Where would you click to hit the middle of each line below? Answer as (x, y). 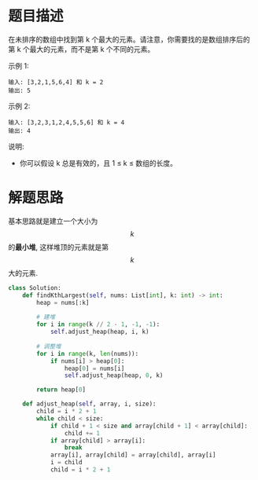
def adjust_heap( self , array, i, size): (89, 404)
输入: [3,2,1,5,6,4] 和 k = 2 (56, 82)
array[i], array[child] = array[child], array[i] (133, 455)
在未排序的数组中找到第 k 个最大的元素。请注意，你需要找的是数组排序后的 (129, 39)
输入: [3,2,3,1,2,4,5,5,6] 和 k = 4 (66, 123)
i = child (66, 463)
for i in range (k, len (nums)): (88, 354)
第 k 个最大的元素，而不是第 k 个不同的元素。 (81, 49)
